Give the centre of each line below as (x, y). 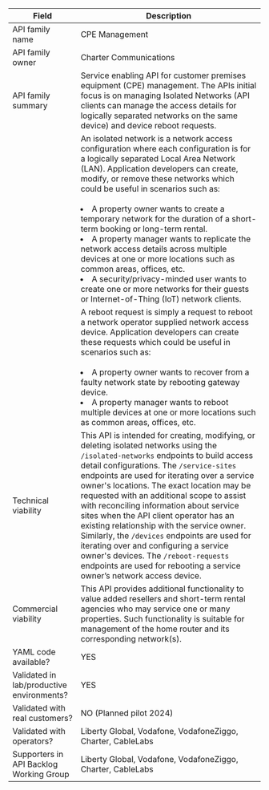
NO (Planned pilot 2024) (127, 713)
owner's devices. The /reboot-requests (155, 555)
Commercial (35, 609)
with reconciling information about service (160, 506)
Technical (31, 500)
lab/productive (40, 685)
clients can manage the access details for (159, 105)
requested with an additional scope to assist (163, 495)
